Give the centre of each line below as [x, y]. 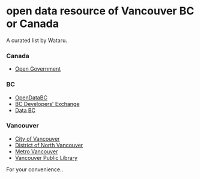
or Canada [32, 24]
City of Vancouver [37, 138]
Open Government [38, 69]
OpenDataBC [31, 98]
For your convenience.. [35, 169]
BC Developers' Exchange [47, 104]
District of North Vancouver [49, 145]
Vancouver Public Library [46, 157]
